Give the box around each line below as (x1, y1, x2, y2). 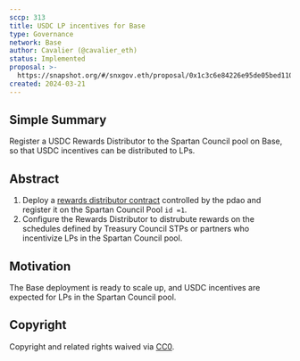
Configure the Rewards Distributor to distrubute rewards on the (21, 214, 254, 225)
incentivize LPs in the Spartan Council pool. (21, 233, 183, 243)
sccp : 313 (9, 12, 46, 22)
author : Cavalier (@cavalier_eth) (9, 46, 138, 55)
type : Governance (9, 29, 74, 38)
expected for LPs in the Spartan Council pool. (9, 291, 177, 303)
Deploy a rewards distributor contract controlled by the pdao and (21, 195, 262, 206)
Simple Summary (9, 112, 107, 127)
